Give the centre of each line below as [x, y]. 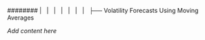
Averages [21, 18]
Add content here [32, 31]
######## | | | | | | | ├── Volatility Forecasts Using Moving [103, 11]
